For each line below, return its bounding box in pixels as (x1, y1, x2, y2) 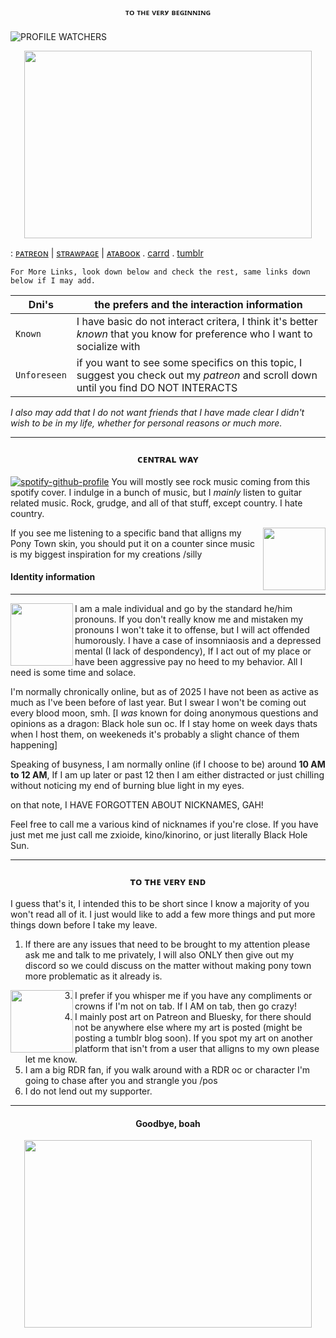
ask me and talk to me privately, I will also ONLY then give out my (24, 949, 295, 961)
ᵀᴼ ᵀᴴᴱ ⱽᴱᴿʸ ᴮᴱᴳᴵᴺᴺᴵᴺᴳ (124, 7, 212, 21)
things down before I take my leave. (10, 919, 158, 931)
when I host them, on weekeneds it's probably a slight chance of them (10, 728, 300, 740)
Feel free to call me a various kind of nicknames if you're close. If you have (10, 818, 319, 830)
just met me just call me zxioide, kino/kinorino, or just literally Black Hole (10, 828, 308, 841)
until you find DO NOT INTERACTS (76, 381, 238, 395)
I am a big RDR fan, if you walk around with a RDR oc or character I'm (24, 1064, 311, 1076)
